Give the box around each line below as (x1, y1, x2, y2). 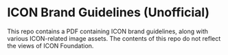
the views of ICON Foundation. (7, 41, 94, 50)
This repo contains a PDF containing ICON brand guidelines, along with (7, 27, 208, 35)
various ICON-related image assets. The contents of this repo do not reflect (7, 34, 221, 42)
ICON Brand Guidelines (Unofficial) (7, 5, 210, 20)
